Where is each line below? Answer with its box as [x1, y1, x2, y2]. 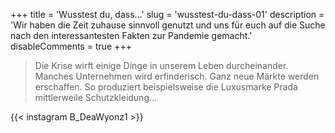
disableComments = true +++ [10, 40, 132, 52]
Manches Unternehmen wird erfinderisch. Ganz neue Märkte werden [34, 70, 320, 82]
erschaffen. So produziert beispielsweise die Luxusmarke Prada [34, 81, 298, 93]
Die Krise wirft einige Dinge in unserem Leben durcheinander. [34, 60, 289, 71]
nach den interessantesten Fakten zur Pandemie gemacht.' [10, 30, 253, 41]
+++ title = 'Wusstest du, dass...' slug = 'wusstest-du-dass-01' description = [10, 9, 325, 20]
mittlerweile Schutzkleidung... [34, 92, 158, 103]
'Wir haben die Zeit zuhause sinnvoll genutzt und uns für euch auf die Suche [10, 19, 326, 31]
